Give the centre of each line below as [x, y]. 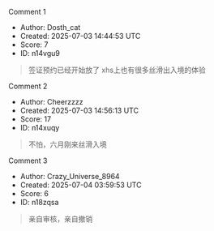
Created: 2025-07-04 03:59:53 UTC [81, 185]
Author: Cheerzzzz [51, 102]
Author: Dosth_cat [50, 27]
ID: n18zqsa [39, 202]
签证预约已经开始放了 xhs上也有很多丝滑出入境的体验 [117, 70]
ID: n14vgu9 [40, 53]
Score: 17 [35, 119]
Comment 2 [28, 86]
